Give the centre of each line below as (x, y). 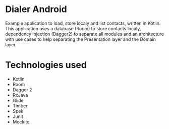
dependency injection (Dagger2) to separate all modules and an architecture (84, 34)
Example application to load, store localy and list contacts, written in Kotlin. (83, 23)
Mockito (21, 121)
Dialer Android (36, 9)
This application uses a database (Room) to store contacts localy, (73, 28)
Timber (20, 106)
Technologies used (46, 65)
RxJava (20, 95)
